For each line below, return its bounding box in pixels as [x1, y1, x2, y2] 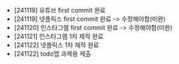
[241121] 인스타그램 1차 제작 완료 [13, 32, 104, 40]
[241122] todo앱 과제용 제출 [13, 49, 91, 58]
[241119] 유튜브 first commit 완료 [13, 6, 106, 14]
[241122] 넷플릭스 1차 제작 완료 [13, 41, 100, 49]
